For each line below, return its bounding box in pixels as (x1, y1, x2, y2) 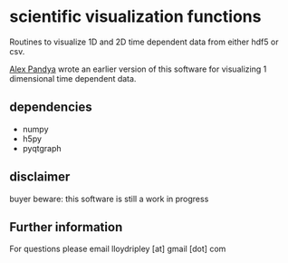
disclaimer (9, 170, 71, 185)
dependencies (9, 100, 92, 115)
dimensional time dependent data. (9, 73, 137, 83)
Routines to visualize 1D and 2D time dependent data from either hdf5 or (9, 36, 279, 47)
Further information (9, 219, 123, 235)
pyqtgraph (22, 142, 62, 153)
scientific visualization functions (9, 6, 262, 27)
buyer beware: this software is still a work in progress (9, 193, 209, 204)
